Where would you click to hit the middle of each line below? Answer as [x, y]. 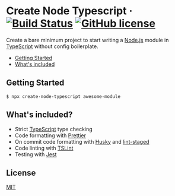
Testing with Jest [36, 154]
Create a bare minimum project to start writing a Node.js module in [87, 40]
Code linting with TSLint [44, 148]
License [21, 173]
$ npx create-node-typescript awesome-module [63, 96]
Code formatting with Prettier [50, 135]
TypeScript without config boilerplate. [52, 46]
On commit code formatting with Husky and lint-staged [82, 141]
